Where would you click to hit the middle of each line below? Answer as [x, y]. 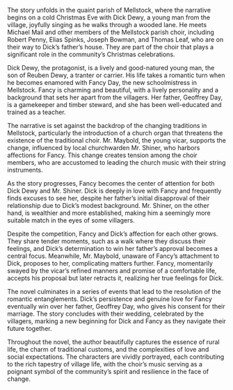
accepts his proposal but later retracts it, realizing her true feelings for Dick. [115, 278]
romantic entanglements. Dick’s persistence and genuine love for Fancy [110, 299]
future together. [30, 328]
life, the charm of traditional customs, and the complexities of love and [108, 349]
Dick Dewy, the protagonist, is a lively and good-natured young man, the [111, 68]
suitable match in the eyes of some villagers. [71, 220]
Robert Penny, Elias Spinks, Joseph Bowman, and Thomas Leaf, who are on [115, 40]
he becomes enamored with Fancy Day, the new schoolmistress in [102, 82]
